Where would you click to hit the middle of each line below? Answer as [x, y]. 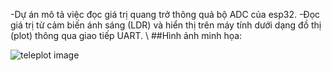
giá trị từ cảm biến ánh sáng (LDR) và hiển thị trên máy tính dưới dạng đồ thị [166, 25]
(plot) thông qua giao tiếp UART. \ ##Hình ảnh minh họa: [126, 35]
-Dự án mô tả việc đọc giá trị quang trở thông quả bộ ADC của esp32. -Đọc [165, 14]
